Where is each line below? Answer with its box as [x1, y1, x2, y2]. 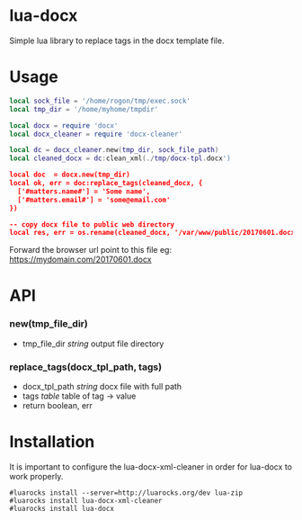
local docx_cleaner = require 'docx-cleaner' [9, 130, 182, 139]
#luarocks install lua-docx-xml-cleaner [9, 496, 164, 505]
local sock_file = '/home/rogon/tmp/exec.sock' [9, 96, 191, 105]
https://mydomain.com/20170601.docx [9, 254, 152, 265]
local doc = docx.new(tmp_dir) [9, 170, 130, 180]
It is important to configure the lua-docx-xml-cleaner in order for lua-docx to [9, 461, 292, 472]
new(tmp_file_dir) [9, 318, 88, 330]
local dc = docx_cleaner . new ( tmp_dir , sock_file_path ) [9, 146, 219, 155]
